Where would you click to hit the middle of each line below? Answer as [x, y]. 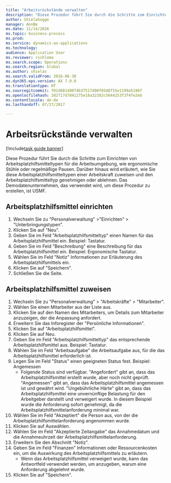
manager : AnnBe [22, 24]
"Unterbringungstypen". [38, 224]
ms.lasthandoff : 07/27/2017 [36, 105]
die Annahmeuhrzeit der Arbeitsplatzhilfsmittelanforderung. [75, 437]
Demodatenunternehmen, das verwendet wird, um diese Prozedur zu [78, 185]
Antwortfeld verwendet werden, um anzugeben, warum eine [83, 464]
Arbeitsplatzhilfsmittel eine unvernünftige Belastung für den [83, 393]
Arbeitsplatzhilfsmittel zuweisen [58, 289]
